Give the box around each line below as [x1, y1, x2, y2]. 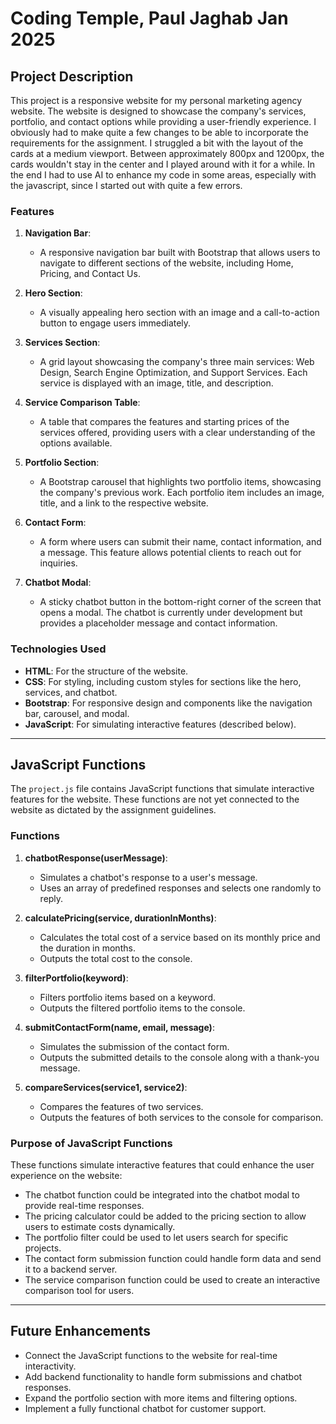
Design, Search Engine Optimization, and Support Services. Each [39, 367, 308, 379]
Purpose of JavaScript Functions [10, 1136, 173, 1150]
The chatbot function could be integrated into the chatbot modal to [24, 1189, 300, 1201]
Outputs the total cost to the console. [39, 952, 193, 964]
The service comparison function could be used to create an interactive [24, 1274, 321, 1286]
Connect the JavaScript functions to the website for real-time [24, 1349, 278, 1361]
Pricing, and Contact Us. [39, 268, 141, 280]
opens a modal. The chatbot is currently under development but [39, 607, 303, 619]
